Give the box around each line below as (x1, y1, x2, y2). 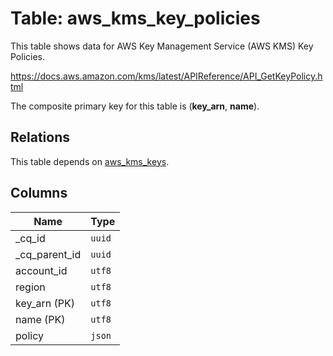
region (15, 280, 46, 294)
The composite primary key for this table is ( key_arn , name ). (10, 100, 260, 112)
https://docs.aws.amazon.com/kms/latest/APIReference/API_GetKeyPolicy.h (10, 70, 323, 82)
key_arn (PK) (15, 296, 75, 310)
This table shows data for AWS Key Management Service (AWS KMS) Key (10, 40, 314, 52)
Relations (10, 129, 71, 146)
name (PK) (15, 312, 66, 326)
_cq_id (15, 231, 46, 245)
